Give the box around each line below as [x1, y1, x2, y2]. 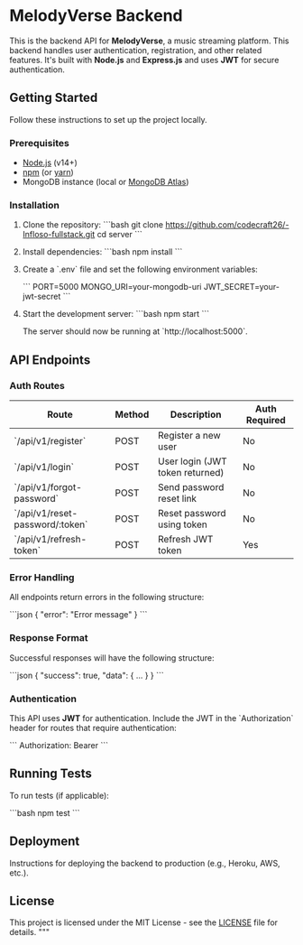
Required [245, 414, 286, 427]
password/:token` [14, 518, 88, 531]
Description [170, 408, 222, 421]
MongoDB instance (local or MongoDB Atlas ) [22, 177, 189, 188]
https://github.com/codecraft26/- [165, 219, 289, 230]
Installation [9, 199, 60, 211]
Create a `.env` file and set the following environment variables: [22, 264, 259, 275]
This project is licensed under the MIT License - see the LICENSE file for [9, 917, 278, 928]
